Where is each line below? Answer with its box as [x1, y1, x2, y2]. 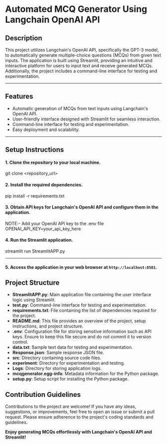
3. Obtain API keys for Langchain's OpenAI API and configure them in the [5, 204, 159, 210]
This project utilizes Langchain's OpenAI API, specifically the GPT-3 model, [5, 47, 159, 53]
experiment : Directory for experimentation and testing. [12, 360, 125, 366]
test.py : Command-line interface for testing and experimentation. [12, 302, 147, 308]
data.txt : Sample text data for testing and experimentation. [12, 344, 133, 350]
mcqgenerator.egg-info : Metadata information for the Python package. [12, 371, 160, 377]
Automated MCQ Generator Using [5, 3, 148, 15]
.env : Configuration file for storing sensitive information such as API [12, 328, 152, 334]
